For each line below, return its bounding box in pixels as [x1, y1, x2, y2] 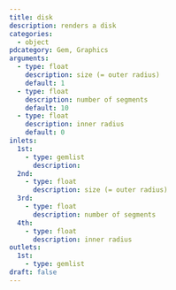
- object [17, 37, 50, 47]
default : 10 [25, 103, 69, 112]
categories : [9, 29, 53, 38]
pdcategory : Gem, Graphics [9, 46, 109, 55]
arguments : [9, 54, 50, 63]
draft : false [9, 268, 57, 277]
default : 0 [25, 128, 65, 137]
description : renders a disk [9, 21, 117, 30]
